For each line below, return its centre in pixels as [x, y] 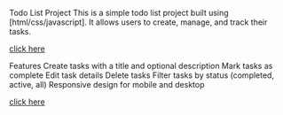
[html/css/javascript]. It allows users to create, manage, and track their [138, 22]
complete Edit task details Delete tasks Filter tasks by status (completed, [142, 75]
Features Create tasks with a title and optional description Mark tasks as [141, 66]
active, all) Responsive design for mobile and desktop [107, 84]
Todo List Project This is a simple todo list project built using [119, 13]
